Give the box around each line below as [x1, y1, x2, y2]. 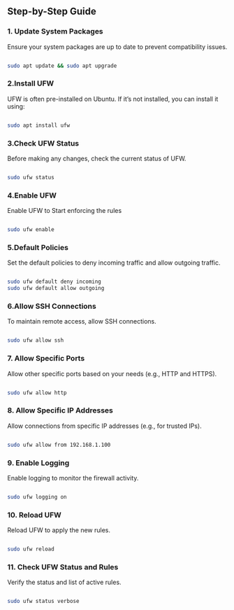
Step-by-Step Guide [7, 6, 96, 18]
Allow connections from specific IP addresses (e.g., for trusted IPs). [7, 422, 202, 430]
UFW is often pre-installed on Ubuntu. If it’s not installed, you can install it [7, 95, 219, 103]
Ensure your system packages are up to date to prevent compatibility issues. [7, 42, 228, 51]
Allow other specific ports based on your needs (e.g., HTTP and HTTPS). [7, 369, 217, 377]
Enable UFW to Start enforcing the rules [7, 207, 122, 215]
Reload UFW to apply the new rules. [7, 526, 110, 534]
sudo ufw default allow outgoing [7, 285, 105, 292]
